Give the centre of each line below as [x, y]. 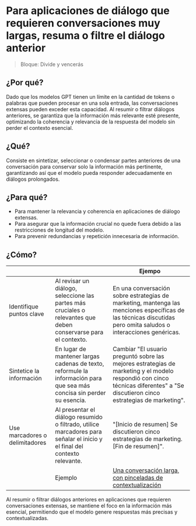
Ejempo [150, 271]
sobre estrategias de [141, 295]
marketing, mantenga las [147, 303]
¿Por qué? [25, 83]
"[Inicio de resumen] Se [145, 424]
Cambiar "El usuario [140, 349]
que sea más [73, 386]
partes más [71, 303]
